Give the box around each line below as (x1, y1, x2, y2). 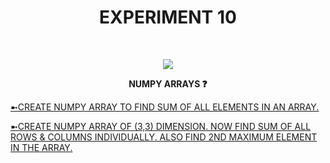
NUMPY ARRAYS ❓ (128, 77, 208, 90)
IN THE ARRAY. (10, 141, 73, 153)
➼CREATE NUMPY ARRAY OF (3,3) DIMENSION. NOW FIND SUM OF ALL (10, 120, 312, 132)
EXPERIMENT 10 (99, 6, 237, 29)
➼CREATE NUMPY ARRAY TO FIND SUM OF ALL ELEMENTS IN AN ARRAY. (10, 101, 320, 113)
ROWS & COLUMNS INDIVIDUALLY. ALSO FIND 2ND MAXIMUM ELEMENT (10, 131, 318, 143)
